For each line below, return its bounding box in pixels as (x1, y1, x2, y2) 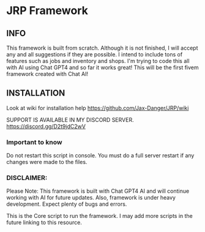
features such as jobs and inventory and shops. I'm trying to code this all (6, 58, 190, 64)
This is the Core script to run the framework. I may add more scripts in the (6, 212, 193, 220)
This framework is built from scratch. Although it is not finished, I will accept (6, 44, 198, 51)
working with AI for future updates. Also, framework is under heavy (6, 194, 176, 201)
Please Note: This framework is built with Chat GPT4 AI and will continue (6, 187, 190, 195)
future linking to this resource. (6, 219, 83, 226)
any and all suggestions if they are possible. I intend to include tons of (6, 51, 183, 58)
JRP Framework (6, 4, 89, 18)
